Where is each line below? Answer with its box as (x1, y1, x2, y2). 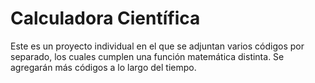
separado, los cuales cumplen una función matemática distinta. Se (10, 50, 285, 62)
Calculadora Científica (10, 7, 201, 30)
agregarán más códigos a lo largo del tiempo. (10, 61, 197, 73)
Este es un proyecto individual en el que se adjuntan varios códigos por (10, 40, 305, 52)
